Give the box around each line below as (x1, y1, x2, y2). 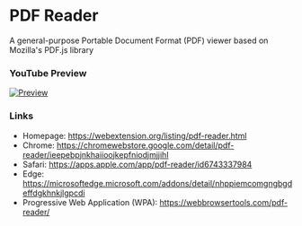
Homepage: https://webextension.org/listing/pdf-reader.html (22, 130, 247, 141)
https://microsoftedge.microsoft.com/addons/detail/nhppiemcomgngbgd (22, 178, 293, 188)
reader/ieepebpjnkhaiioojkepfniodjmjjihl (22, 149, 169, 160)
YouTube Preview (9, 66, 87, 79)
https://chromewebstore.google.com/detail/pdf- (57, 140, 235, 151)
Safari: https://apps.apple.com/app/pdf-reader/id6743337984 (22, 159, 253, 169)
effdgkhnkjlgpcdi (22, 187, 85, 198)
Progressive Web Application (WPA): (22, 196, 158, 207)
